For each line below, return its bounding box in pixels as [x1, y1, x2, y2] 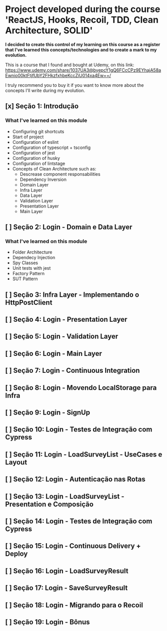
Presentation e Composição [5, 500, 94, 508]
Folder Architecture [12, 249, 52, 255]
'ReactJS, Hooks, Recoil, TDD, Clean [5, 14, 159, 26]
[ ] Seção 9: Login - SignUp [5, 408, 90, 417]
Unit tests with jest [12, 265, 51, 271]
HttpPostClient [5, 298, 52, 307]
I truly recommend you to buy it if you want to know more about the [5, 82, 144, 88]
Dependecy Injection [12, 255, 55, 261]
